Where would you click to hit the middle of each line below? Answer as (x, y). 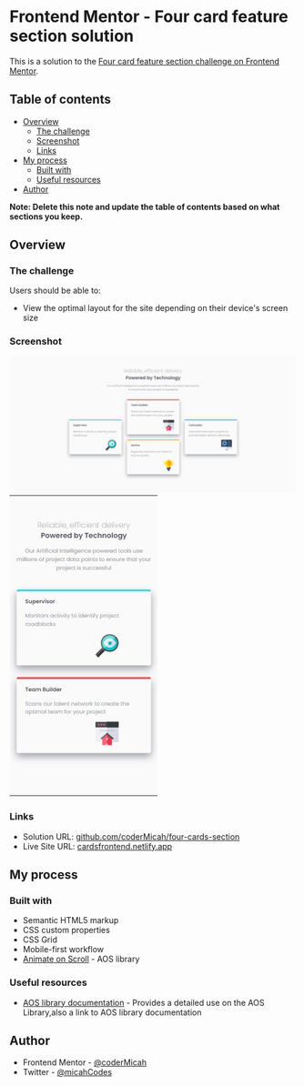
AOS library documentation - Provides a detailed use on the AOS (143, 1002)
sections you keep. (46, 216)
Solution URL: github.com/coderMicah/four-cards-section (131, 836)
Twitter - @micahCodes (67, 1072)
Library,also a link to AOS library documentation (112, 1012)
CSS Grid (40, 940)
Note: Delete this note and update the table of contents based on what (145, 206)
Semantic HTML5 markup (71, 920)
